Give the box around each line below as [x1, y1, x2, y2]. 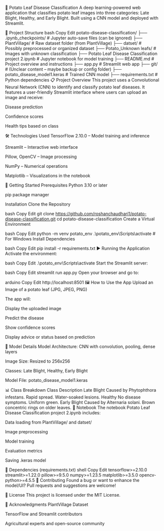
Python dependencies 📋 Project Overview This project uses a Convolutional [5, 77, 160, 83]
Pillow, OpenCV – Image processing [5, 154, 77, 159]
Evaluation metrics [5, 448, 43, 453]
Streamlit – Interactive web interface [5, 144, 78, 150]
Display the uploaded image [5, 306, 62, 311]
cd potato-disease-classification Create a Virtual [56, 216, 155, 222]
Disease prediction [5, 104, 43, 110]
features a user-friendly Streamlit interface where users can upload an [5, 89, 147, 95]
